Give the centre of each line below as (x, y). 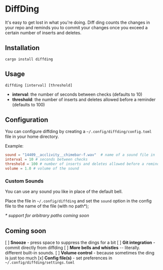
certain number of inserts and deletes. (43, 33)
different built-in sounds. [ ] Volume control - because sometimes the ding (80, 253)
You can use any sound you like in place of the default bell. (64, 192)
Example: (14, 146)
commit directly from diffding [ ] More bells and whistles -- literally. (73, 247)
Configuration (27, 120)
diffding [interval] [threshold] (39, 85)
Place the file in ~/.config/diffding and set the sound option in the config (78, 201)
